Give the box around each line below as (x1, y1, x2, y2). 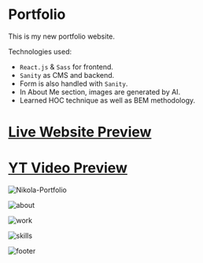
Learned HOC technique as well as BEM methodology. (19, 95, 195, 105)
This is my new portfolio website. (8, 31, 116, 41)
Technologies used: (8, 46, 72, 56)
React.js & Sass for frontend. (19, 61, 114, 72)
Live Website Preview (8, 124, 152, 141)
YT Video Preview (8, 159, 128, 177)
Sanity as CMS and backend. (19, 70, 115, 80)
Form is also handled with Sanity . (19, 79, 128, 88)
